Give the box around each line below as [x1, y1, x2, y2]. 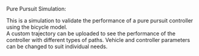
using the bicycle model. [6, 24, 68, 30]
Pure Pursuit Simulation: [6, 5, 67, 12]
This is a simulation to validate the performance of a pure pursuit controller [6, 17, 194, 24]
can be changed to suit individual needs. [6, 43, 108, 50]
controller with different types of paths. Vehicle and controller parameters [6, 37, 191, 43]
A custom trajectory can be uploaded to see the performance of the [6, 30, 176, 37]
